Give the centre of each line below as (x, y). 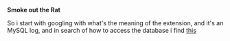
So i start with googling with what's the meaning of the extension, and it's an (115, 23)
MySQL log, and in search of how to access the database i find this (102, 30)
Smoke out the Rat (34, 10)
